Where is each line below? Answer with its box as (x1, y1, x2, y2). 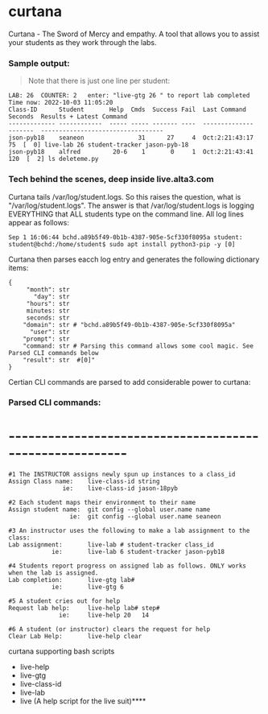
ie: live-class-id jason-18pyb (62, 485, 179, 493)
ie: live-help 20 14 (59, 611, 150, 620)
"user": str (29, 328, 70, 336)
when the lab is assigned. (8, 569, 99, 577)
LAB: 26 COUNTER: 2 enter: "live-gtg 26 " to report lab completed (8, 92, 250, 100)
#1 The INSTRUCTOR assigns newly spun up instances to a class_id (8, 470, 236, 479)
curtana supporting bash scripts (8, 646, 115, 656)
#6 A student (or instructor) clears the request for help (8, 625, 211, 634)
